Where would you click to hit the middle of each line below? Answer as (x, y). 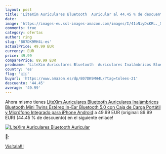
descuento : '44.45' (25, 83)
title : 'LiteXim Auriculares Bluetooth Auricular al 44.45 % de (74, 14)
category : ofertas (24, 33)
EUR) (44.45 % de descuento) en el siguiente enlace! (59, 117)
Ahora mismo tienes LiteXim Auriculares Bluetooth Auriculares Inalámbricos (82, 102)
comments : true (21, 28)
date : (11, 19)
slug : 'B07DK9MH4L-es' (28, 42)
